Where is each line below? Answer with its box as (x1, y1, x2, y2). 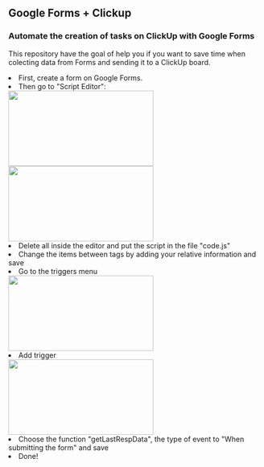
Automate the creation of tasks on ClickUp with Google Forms (8, 31, 255, 42)
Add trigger (19, 350, 56, 360)
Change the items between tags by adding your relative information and (19, 249, 257, 259)
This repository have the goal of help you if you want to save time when (8, 48, 245, 59)
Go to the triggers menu (19, 266, 98, 276)
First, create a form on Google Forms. (19, 72, 143, 83)
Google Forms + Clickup (8, 6, 132, 20)
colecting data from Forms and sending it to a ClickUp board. (8, 57, 211, 67)
